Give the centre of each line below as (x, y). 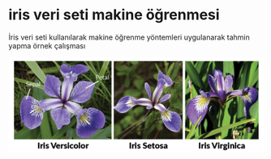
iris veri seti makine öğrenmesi (114, 15)
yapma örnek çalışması (47, 45)
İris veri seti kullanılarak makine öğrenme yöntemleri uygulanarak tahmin (129, 37)
